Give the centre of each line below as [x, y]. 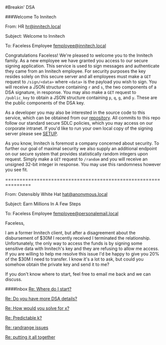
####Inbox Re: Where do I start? [38, 289]
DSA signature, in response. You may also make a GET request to [71, 92]
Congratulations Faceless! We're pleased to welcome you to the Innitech [79, 55]
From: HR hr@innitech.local [33, 26]
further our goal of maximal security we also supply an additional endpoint [81, 148]
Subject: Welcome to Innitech [35, 36]
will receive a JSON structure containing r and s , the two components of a [81, 87]
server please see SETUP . [32, 133]
